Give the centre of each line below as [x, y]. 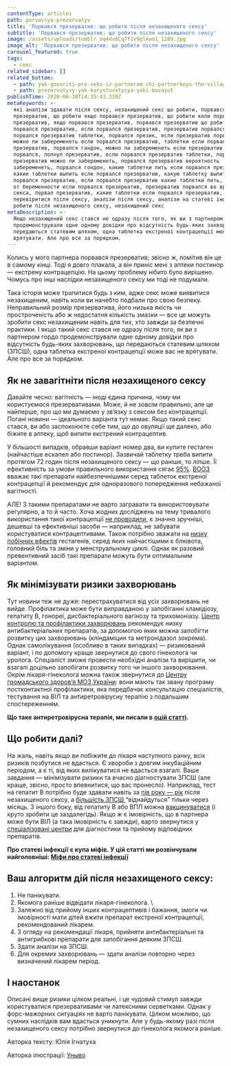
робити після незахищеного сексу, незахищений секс [89, 206]
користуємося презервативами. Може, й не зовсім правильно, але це [110, 405]
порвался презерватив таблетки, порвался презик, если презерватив [112, 135]
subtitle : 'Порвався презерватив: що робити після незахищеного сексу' [112, 33]
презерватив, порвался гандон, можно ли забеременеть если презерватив [118, 148]
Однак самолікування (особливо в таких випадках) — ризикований [106, 645]
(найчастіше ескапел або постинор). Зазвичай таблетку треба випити [110, 454]
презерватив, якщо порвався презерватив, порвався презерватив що [110, 122]
